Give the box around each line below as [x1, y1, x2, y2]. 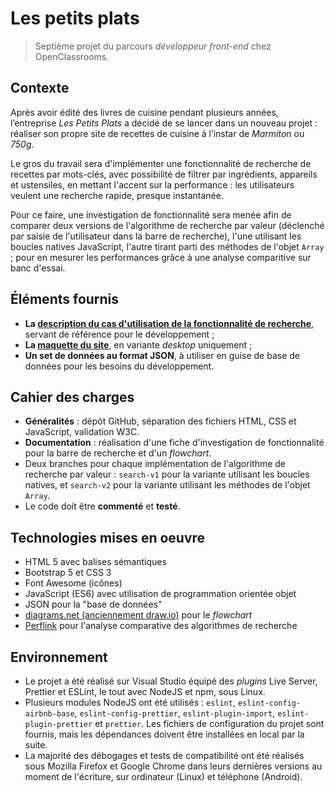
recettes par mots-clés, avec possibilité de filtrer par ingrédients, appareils [10, 168, 318, 180]
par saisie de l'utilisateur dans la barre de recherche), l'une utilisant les [10, 230, 302, 242]
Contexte [10, 80, 70, 97]
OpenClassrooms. [34, 50, 110, 62]
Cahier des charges [10, 388, 135, 406]
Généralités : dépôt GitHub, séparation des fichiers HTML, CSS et [24, 415, 297, 427]
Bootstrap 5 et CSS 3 [24, 567, 112, 579]
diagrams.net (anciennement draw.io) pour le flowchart [24, 609, 253, 621]
